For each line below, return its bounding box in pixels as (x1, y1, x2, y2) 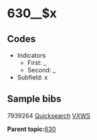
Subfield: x (17, 73, 48, 81)
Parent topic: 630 (7, 125, 56, 133)
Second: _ (27, 66, 56, 74)
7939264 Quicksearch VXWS (7, 111, 91, 119)
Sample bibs (7, 93, 62, 105)
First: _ (27, 59, 47, 67)
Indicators (17, 51, 46, 59)
